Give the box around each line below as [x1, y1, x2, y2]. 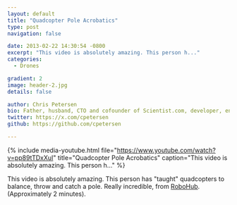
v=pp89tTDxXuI [7, 153, 54, 162]
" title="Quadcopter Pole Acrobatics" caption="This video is [52, 153, 228, 162]
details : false [7, 88, 52, 95]
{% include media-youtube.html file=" [7, 146, 118, 154]
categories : [7, 56, 42, 63]
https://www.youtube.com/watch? [116, 146, 217, 154]
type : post [7, 23, 39, 30]
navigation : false [7, 30, 61, 37]
